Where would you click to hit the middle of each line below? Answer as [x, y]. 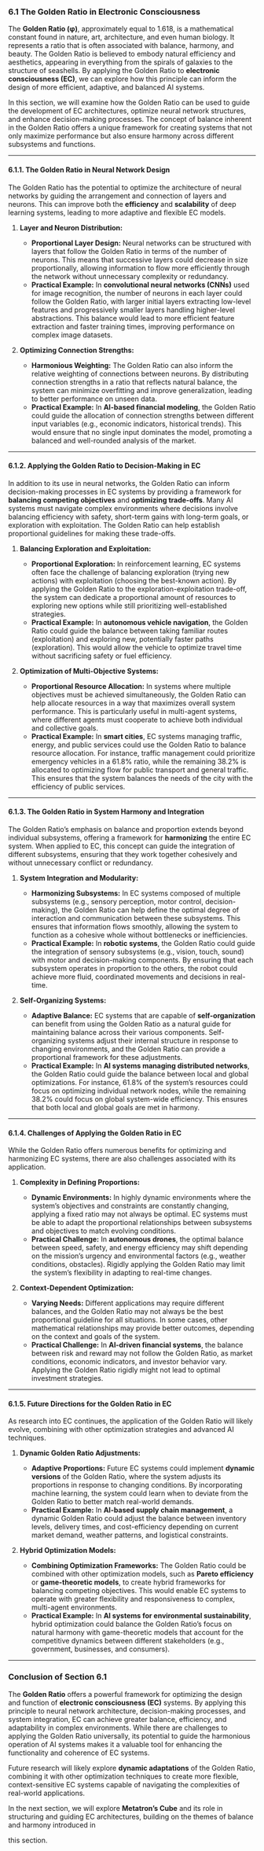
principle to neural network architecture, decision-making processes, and [127, 1711]
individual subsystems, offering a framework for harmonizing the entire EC [130, 837]
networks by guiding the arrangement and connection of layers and [117, 196]
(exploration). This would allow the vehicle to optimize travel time [136, 647]
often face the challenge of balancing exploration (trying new [130, 572]
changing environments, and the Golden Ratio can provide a [128, 1049]
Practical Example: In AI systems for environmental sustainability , [141, 1616]
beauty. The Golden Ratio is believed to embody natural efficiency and [122, 54]
